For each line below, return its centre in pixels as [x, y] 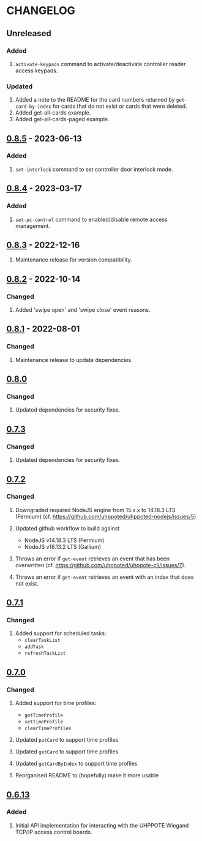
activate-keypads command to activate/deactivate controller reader [100, 64]
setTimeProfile [43, 722]
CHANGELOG [41, 11]
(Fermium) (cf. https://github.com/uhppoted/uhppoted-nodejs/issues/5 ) [106, 516]
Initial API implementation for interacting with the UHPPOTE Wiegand [102, 825]
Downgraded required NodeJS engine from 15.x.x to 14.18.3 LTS [95, 510]
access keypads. [36, 70]
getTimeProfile [43, 715]
